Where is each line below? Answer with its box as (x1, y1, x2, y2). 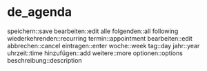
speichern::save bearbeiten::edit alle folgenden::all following (7, 27, 179, 35)
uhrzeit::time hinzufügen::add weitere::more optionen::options (7, 49, 183, 57)
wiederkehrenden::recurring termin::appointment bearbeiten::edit (7, 34, 193, 42)
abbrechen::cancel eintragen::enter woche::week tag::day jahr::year (7, 41, 200, 50)
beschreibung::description (7, 56, 82, 64)
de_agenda (7, 4, 72, 20)
